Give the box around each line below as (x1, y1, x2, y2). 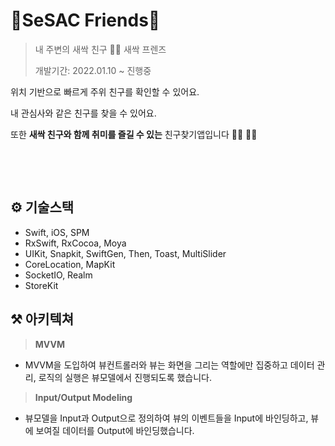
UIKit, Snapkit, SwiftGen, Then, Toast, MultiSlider (24, 247, 227, 259)
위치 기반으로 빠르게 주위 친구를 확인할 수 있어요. (10, 85, 200, 98)
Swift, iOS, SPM (24, 226, 90, 238)
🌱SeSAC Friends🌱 (10, 9, 161, 32)
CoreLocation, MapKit (24, 258, 116, 270)
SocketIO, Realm (24, 269, 93, 281)
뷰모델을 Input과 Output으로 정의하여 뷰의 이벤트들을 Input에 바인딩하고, (24, 412, 309, 424)
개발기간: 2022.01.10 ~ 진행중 (34, 64, 152, 76)
